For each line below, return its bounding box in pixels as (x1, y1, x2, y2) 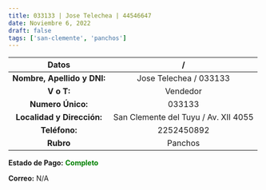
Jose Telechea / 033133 (137, 73, 230, 84)
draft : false (8, 26, 52, 34)
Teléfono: (40, 125, 77, 136)
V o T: (47, 85, 70, 97)
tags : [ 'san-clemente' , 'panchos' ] (8, 34, 127, 42)
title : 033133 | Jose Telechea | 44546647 (8, 11, 152, 20)
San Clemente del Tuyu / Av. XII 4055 (113, 112, 254, 123)
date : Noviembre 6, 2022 (8, 19, 91, 27)
